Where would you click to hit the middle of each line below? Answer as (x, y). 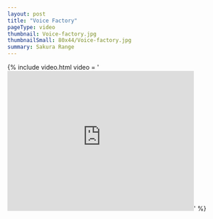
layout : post (27, 14)
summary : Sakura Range (41, 47)
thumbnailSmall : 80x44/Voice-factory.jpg (70, 41)
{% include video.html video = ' (53, 67)
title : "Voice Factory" (43, 21)
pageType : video (31, 27)
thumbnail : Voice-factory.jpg (52, 34)
